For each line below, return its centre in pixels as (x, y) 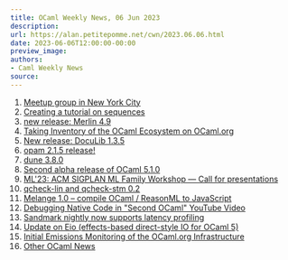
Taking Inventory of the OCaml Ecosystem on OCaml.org (128, 131)
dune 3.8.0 (43, 160)
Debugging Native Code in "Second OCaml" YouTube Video (135, 208)
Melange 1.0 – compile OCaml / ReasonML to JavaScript (127, 198)
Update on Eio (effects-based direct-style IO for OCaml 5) (131, 227)
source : (25, 77)
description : (35, 26)
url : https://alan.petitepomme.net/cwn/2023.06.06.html (117, 34)
